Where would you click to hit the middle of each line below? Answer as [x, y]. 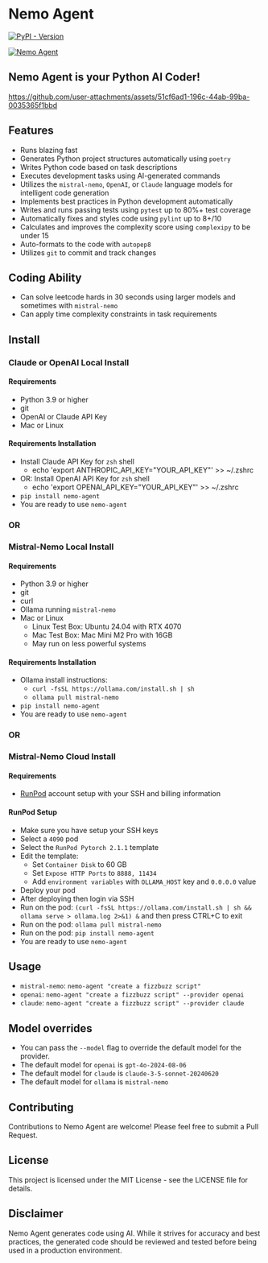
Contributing [41, 1107]
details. [21, 1188]
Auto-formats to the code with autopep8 [85, 244]
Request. [23, 1135]
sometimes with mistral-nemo [69, 306]
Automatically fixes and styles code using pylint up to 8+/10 [121, 218]
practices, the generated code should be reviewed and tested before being [133, 1241]
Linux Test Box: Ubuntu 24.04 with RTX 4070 [107, 627]
